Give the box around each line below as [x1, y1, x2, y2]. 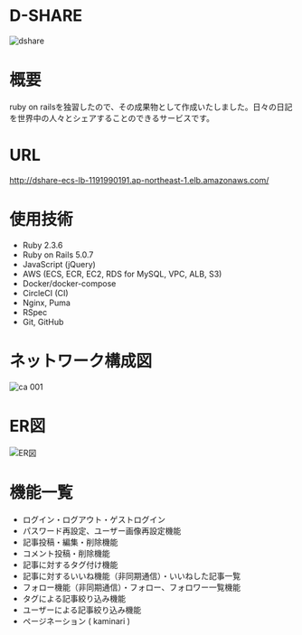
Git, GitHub [22, 316, 64, 327]
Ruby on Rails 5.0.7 [22, 249, 94, 260]
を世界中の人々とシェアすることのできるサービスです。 [9, 112, 215, 123]
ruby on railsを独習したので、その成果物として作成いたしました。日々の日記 [9, 101, 293, 112]
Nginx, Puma [22, 297, 71, 308]
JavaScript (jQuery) [22, 258, 97, 269]
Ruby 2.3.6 [22, 239, 63, 250]
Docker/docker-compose [22, 277, 117, 289]
